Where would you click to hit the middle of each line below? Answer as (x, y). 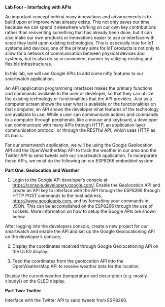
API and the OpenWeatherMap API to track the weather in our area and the (81, 150)
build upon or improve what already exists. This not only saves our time (77, 22)
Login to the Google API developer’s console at (60, 180)
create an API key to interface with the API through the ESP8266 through (86, 190)
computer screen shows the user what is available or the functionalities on (81, 104)
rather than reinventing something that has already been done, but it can (79, 32)
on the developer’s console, (33, 237)
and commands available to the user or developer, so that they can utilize (79, 94)
